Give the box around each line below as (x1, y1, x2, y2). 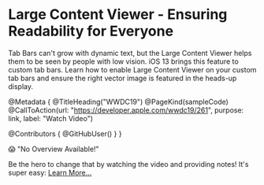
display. (8, 81, 34, 91)
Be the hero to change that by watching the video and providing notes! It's (8, 159, 249, 168)
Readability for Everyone (8, 22, 174, 40)
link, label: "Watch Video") (8, 113, 93, 123)
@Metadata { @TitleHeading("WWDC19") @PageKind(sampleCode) (8, 97, 229, 106)
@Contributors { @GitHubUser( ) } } (8, 128, 122, 139)
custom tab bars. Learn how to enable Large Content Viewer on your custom (8, 65, 257, 74)
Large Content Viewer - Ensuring (8, 6, 228, 24)
